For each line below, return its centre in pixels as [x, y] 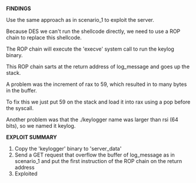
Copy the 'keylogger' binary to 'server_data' [68, 149]
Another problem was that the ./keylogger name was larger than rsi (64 [92, 119]
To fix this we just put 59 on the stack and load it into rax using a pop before [98, 102]
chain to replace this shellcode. [44, 37]
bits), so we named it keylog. [41, 126]
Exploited [26, 174]
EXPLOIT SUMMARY [31, 137]
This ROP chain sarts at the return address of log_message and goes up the [98, 66]
